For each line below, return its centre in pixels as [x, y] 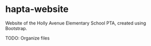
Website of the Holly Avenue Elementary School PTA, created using [76, 23]
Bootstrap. [16, 28]
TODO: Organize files [27, 38]
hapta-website [37, 9]
